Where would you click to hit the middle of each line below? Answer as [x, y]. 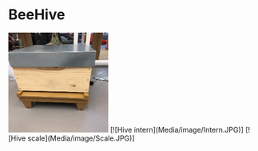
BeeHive [37, 15]
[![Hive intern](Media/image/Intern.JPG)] [177, 129]
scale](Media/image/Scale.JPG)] [81, 138]
